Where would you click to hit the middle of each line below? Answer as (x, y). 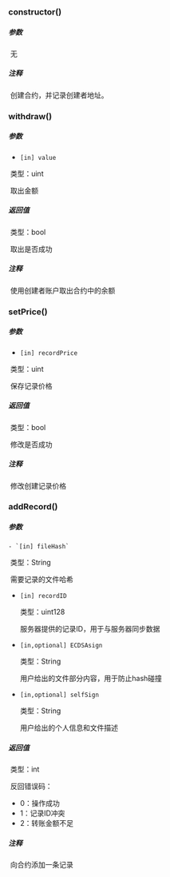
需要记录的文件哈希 (42, 580)
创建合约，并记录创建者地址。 (59, 95)
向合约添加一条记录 (42, 865)
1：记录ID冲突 (42, 813)
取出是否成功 (31, 249)
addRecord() (33, 507)
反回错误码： (31, 787)
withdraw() (30, 116)
